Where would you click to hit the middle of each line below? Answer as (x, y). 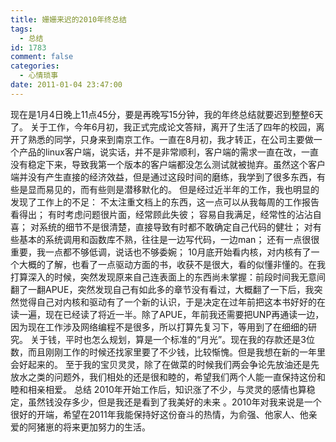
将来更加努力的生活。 (106, 427)
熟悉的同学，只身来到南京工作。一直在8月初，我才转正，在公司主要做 (170, 139)
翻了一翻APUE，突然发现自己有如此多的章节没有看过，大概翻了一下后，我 (162, 289)
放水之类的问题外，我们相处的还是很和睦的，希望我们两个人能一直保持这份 (163, 377)
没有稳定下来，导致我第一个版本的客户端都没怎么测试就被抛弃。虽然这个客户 (168, 164)
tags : (21, 29)
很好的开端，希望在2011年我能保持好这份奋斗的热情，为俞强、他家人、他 (159, 414)
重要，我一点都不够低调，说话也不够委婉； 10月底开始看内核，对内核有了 (161, 252)
